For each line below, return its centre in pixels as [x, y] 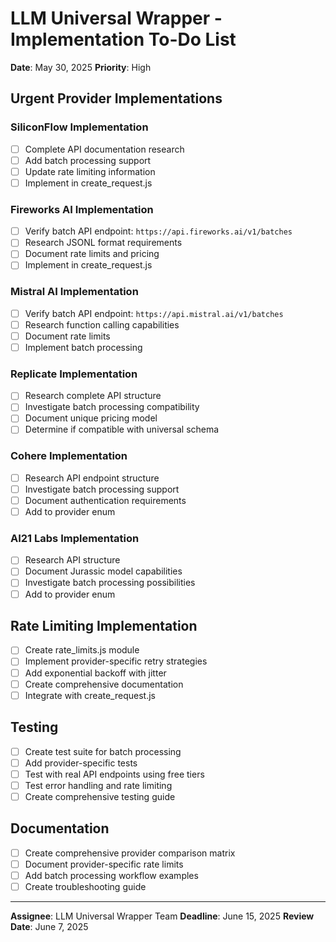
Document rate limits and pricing [92, 254]
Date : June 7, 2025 [49, 926]
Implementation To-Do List [123, 39]
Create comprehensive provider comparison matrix [130, 853]
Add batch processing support [88, 160]
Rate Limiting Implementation [104, 626]
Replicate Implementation [74, 374]
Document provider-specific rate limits [104, 864]
